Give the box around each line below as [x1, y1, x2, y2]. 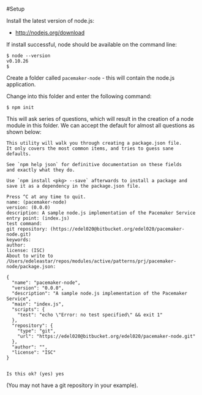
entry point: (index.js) [6, 215, 70, 221]
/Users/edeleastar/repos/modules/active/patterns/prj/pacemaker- [6, 258, 176, 264]
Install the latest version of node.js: [6, 17, 95, 24]
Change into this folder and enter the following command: [6, 93, 152, 100]
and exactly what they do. [6, 167, 75, 173]
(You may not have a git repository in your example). [6, 382, 138, 389]
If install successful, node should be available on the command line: [6, 41, 178, 48]
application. [6, 81, 36, 88]
